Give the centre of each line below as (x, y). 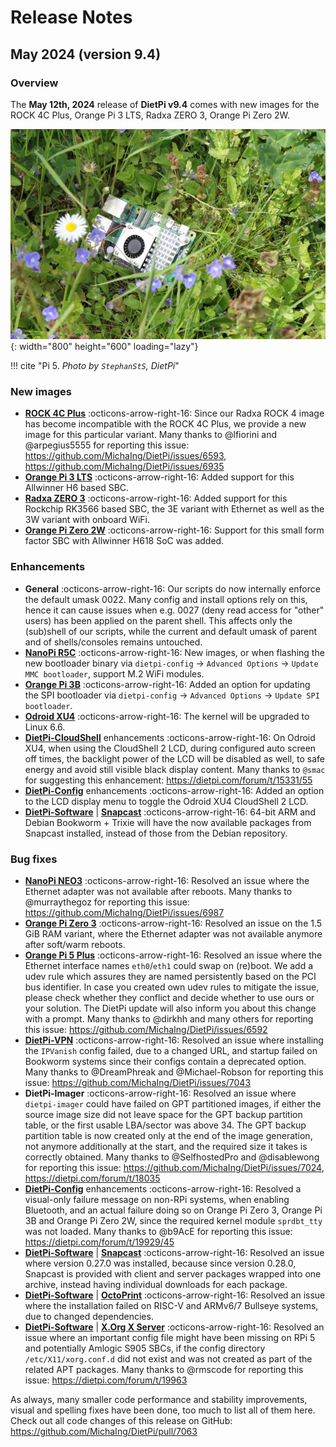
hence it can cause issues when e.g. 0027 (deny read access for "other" (174, 610)
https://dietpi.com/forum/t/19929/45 (99, 1242)
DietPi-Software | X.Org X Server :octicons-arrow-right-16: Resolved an (174, 1327)
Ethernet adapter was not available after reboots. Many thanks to (158, 892)
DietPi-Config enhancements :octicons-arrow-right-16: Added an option (174, 790)
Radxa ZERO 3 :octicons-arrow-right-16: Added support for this (156, 498)
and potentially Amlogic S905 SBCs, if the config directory (145, 1348)
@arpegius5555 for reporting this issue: (107, 445)
